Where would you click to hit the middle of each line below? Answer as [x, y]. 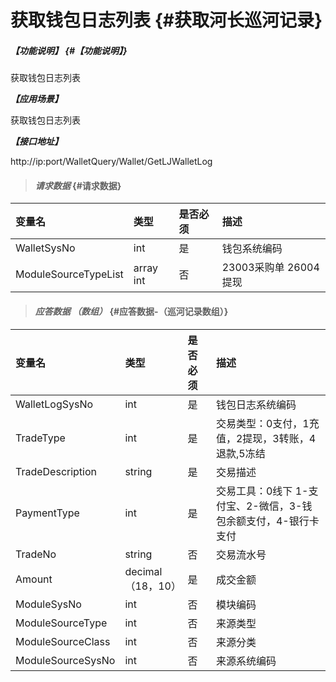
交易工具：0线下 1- [262, 491]
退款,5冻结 [240, 453]
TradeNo [36, 554]
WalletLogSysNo [54, 404]
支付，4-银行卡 [282, 521]
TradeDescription [56, 471]
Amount [34, 579]
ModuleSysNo [48, 604]
